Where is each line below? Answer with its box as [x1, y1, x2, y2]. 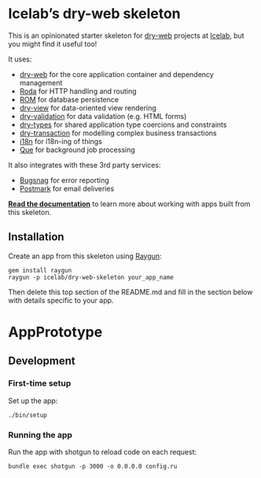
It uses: [8, 54, 32, 64]
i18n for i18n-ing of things [19, 136, 102, 146]
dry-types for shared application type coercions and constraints [19, 120, 227, 129]
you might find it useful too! [8, 39, 97, 48]
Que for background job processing [19, 145, 135, 154]
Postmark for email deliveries [19, 183, 115, 193]
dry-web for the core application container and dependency [19, 69, 214, 79]
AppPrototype [8, 323, 103, 341]
